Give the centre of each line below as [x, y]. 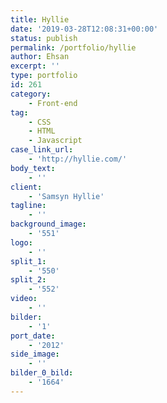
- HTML [42, 131]
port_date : [33, 336]
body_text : [33, 168]
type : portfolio [44, 76]
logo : [21, 242]
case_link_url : [42, 150]
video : [24, 299]
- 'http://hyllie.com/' [78, 159]
